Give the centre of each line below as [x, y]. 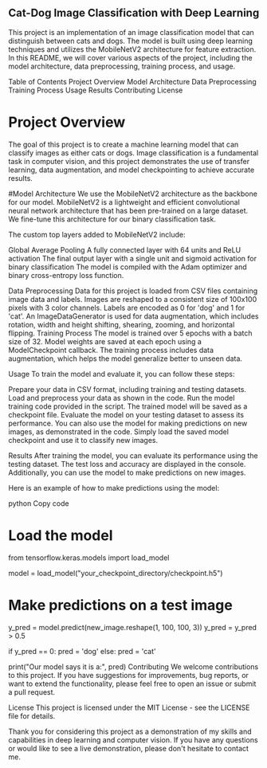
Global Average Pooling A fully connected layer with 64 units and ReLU [125, 249]
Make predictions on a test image [120, 605]
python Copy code [39, 503]
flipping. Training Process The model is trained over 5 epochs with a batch [130, 333]
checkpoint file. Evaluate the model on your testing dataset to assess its [126, 414]
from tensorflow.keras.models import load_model [89, 558]
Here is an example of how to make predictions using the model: [114, 488]
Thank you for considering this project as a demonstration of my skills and [130, 731]
